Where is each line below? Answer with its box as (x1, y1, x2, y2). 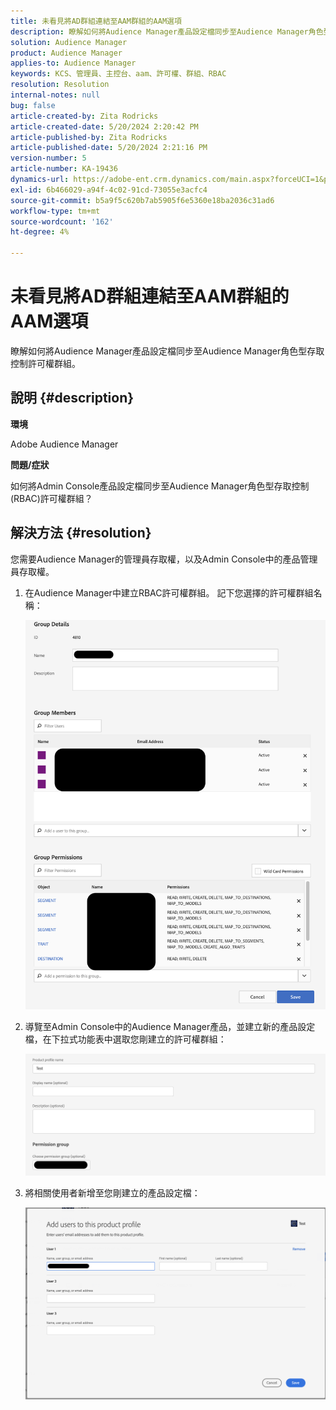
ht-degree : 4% (10, 227, 70, 237)
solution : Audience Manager (10, 37, 128, 47)
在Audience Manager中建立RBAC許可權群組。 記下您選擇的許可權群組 (24, 586, 314, 599)
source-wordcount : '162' (10, 216, 114, 227)
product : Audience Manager (10, 48, 123, 58)
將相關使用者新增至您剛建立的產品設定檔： (24, 1187, 201, 1199)
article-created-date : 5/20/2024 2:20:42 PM (10, 121, 199, 132)
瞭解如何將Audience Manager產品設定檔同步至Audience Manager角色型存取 (10, 345, 325, 357)
